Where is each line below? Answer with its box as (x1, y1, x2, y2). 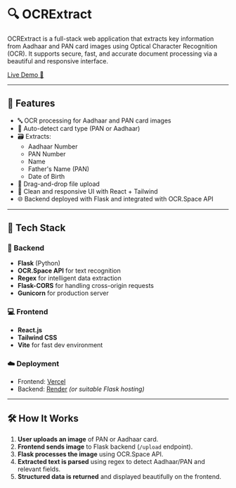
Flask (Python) (17, 259, 61, 268)
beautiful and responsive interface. (7, 56, 109, 65)
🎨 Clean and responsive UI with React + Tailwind (17, 187, 158, 195)
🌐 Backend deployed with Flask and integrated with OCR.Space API (17, 194, 214, 203)
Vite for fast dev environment (17, 340, 103, 349)
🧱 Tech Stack (7, 222, 66, 234)
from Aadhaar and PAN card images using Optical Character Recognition (7, 42, 218, 50)
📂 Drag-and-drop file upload (17, 180, 100, 188)
